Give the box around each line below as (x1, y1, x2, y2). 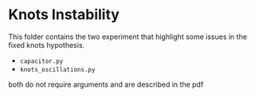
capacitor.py (19, 57, 64, 65)
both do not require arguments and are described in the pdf (8, 80, 204, 89)
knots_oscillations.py (19, 65, 96, 73)
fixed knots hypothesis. (8, 40, 85, 49)
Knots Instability (8, 6, 120, 24)
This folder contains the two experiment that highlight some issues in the (8, 32, 247, 41)
